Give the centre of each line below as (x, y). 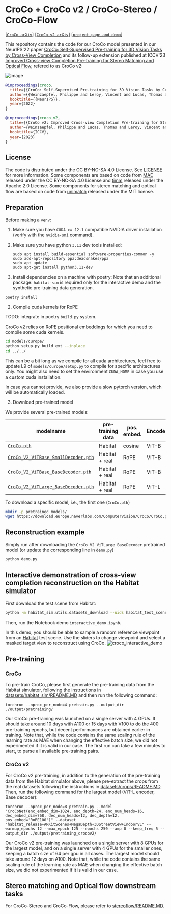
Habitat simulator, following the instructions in (53, 690)
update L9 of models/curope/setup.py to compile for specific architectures (83, 366)
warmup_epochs (20, 829)
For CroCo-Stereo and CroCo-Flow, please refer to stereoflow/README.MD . (85, 906)
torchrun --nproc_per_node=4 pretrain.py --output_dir (65, 705)
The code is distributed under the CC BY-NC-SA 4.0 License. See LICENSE (84, 170)
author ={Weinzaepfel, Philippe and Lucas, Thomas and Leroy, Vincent (85, 127)
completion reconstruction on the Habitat (72, 583)
